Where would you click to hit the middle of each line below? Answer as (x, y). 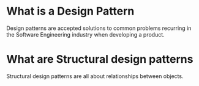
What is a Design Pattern (70, 11)
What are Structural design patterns (100, 59)
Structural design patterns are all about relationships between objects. (95, 76)
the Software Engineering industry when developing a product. (86, 34)
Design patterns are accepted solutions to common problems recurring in (99, 28)
